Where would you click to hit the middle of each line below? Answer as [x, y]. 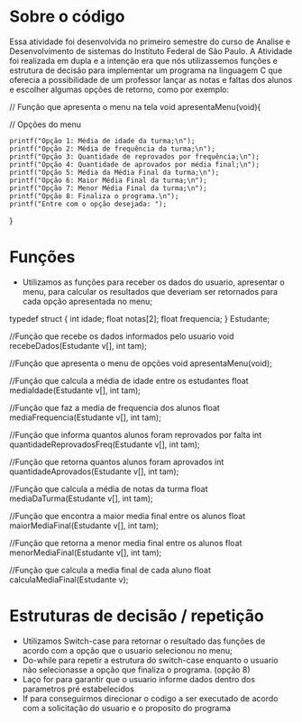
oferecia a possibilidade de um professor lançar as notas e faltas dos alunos [151, 79]
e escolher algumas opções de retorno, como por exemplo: [119, 89]
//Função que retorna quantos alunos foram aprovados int [117, 462]
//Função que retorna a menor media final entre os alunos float [126, 543]
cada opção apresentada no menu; [87, 301]
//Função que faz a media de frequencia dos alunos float [115, 407]
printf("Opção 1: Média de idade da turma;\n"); [102, 141]
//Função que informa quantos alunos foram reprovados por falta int [136, 434]
